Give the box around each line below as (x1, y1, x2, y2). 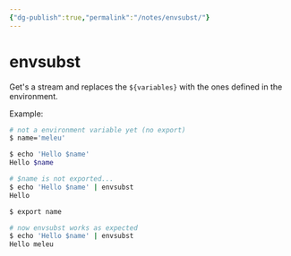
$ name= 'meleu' (9, 133, 66, 143)
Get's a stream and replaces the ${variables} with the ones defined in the (9, 81, 283, 92)
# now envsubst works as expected (9, 223, 139, 233)
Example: (9, 108, 44, 119)
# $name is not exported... (9, 175, 115, 183)
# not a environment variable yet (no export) (9, 125, 186, 134)
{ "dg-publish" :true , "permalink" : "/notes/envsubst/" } (9, 13, 210, 22)
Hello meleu (9, 240, 54, 249)
